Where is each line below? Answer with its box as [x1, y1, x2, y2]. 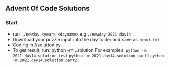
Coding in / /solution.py [12, 42, 61, 48]
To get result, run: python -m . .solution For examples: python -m [12, 47, 147, 53]
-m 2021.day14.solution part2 [12, 58, 78, 63]
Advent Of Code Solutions [5, 4, 90, 13]
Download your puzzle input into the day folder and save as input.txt [12, 36, 160, 42]
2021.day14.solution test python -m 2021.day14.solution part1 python [12, 53, 164, 58]
